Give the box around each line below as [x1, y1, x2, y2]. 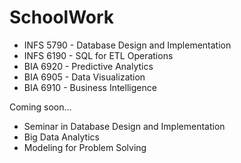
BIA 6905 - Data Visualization [23, 71, 146, 83]
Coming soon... [9, 101, 72, 113]
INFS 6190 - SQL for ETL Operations [23, 49, 174, 61]
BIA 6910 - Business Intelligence [23, 81, 157, 93]
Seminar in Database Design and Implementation [23, 120, 226, 132]
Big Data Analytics [23, 131, 100, 143]
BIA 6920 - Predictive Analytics [23, 60, 154, 72]
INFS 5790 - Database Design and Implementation [23, 39, 232, 51]
